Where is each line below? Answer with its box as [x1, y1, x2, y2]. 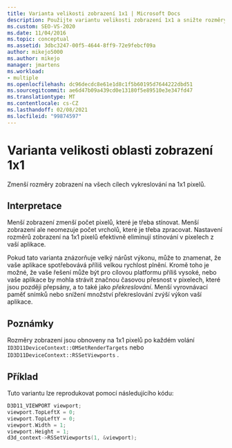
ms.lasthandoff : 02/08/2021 [7, 106, 88, 113]
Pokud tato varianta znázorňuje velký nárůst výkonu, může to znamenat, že [7, 253, 222, 262]
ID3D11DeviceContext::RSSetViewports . [7, 351, 119, 359]
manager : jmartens [7, 61, 60, 68]
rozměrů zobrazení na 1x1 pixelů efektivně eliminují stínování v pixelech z [7, 233, 214, 242]
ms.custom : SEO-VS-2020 [7, 23, 76, 30]
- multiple [7, 74, 39, 81]
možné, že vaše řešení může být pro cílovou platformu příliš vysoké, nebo [7, 269, 217, 277]
